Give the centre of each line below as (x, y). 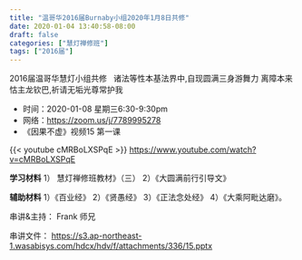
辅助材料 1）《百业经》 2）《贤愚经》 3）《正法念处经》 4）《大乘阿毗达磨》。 (148, 197)
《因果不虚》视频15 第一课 (71, 131)
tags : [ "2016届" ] (42, 52)
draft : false (34, 34)
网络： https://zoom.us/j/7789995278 (92, 120)
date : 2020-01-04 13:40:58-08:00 (73, 26)
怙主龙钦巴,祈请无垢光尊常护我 (67, 90)
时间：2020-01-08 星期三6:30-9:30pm (95, 109)
